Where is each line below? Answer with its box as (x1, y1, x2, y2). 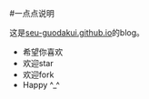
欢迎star (22, 58, 54, 68)
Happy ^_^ (22, 80, 61, 90)
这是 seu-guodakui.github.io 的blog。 (9, 27, 145, 38)
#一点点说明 (9, 8, 55, 18)
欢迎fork (22, 69, 55, 80)
